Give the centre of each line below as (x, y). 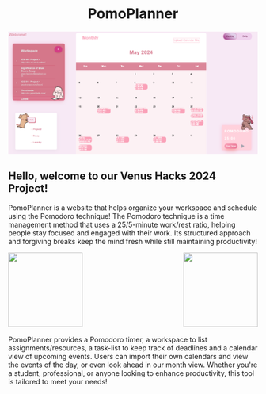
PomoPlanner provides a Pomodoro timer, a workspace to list (108, 339)
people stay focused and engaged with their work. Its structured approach (129, 233)
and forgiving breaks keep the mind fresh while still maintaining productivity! (133, 241)
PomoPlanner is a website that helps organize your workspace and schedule (133, 208)
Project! (28, 188)
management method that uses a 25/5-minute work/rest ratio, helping (122, 224)
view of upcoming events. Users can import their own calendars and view (128, 356)
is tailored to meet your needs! (58, 381)
